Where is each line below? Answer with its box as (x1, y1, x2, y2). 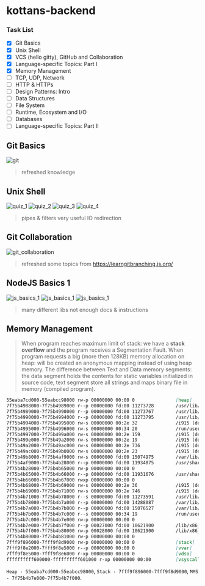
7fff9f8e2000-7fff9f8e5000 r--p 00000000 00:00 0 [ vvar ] (6, 545, 192, 551)
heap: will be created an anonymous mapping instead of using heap (21, 359, 192, 367)
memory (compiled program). (21, 385, 96, 393)
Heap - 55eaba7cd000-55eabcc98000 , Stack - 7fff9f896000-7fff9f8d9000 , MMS (6, 567, 198, 575)
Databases (15, 116, 43, 123)
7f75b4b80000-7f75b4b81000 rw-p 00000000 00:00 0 (6, 533, 135, 540)
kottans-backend (6, 4, 96, 18)
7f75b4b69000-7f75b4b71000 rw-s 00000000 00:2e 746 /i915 (6, 488, 190, 494)
